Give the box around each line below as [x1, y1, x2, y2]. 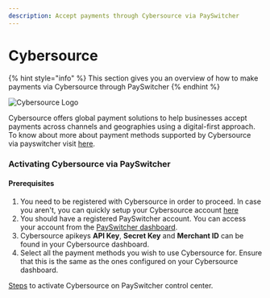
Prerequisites [8, 179, 55, 188]
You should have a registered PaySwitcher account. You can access [19, 213, 247, 223]
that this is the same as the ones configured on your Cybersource [19, 256, 239, 266]
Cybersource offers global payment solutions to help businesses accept [8, 113, 247, 122]
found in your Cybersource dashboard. [19, 239, 150, 249]
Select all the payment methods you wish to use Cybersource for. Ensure [19, 247, 263, 258]
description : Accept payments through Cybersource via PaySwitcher [8, 11, 240, 20]
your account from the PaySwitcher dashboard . [19, 222, 178, 232]
